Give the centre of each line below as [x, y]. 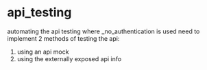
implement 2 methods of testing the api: [63, 38]
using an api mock [43, 52]
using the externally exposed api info [69, 58]
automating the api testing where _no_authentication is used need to [103, 31]
